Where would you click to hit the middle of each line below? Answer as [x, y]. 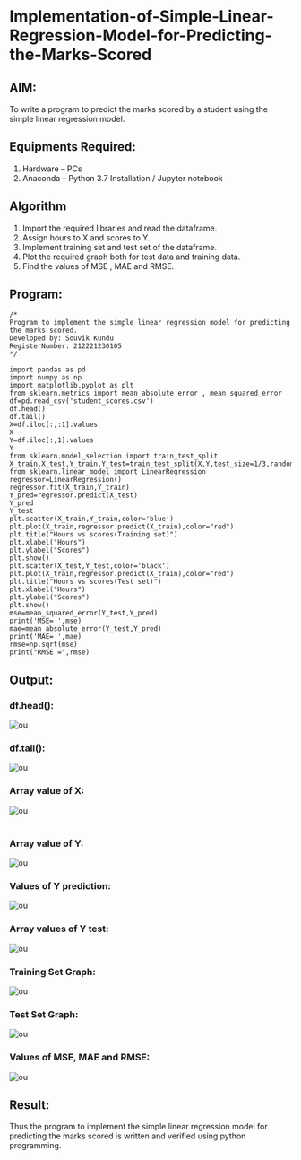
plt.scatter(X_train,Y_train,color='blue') [92, 519]
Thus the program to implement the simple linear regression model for [138, 1127]
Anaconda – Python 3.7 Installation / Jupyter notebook [122, 178]
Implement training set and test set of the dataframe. [120, 247]
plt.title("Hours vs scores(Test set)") [86, 582]
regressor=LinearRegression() [66, 480]
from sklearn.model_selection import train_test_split [114, 456]
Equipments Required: [73, 147]
